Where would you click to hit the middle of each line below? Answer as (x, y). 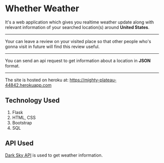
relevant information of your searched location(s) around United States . (77, 27)
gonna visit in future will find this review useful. (52, 47)
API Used (20, 143)
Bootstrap (22, 122)
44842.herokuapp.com (28, 85)
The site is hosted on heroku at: (37, 80)
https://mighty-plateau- (93, 80)
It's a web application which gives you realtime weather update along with (80, 22)
